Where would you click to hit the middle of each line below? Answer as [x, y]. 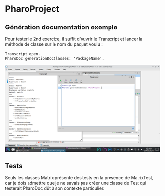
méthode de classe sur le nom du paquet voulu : [54, 44]
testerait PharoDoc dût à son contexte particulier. [55, 188]
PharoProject [32, 9]
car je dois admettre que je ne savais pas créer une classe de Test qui [76, 183]
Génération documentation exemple [61, 27]
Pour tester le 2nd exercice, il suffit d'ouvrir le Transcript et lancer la [74, 39]
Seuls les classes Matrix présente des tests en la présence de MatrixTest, [79, 177]
